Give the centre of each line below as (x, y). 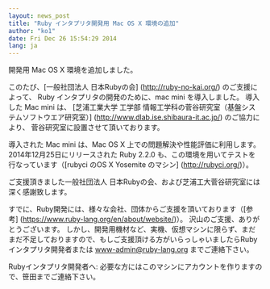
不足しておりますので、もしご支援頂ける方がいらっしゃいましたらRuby (140, 240)
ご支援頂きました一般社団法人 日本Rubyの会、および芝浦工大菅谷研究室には (134, 182)
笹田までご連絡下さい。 (61, 277)
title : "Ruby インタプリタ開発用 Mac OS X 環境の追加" (94, 23)
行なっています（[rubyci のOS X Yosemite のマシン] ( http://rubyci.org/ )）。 (131, 165)
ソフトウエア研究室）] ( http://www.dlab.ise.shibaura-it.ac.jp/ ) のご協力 (138, 117)
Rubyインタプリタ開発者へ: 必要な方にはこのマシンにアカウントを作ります (132, 266)
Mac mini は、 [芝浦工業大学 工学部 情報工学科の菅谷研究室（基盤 (133, 107)
